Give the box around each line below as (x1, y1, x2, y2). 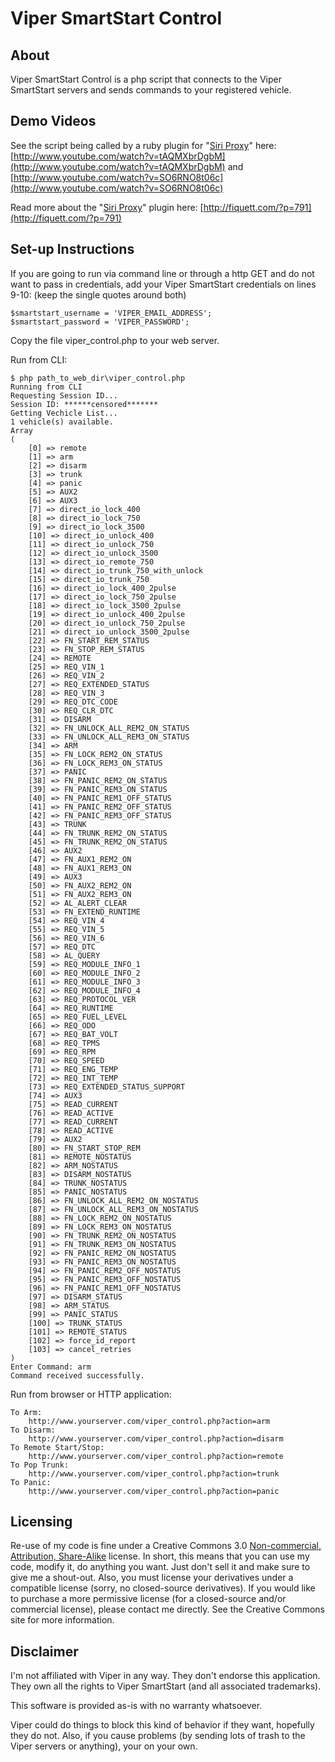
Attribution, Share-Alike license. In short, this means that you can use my (10, 1550, 310, 1562)
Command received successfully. (10, 1370, 145, 1381)
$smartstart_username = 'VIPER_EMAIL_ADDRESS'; (10, 308, 213, 318)
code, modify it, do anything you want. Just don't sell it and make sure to (10, 1561, 311, 1573)
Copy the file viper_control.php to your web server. (10, 334, 220, 346)
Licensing (10, 1513, 73, 1531)
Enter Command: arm (10, 1362, 92, 1372)
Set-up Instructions (10, 241, 135, 258)
